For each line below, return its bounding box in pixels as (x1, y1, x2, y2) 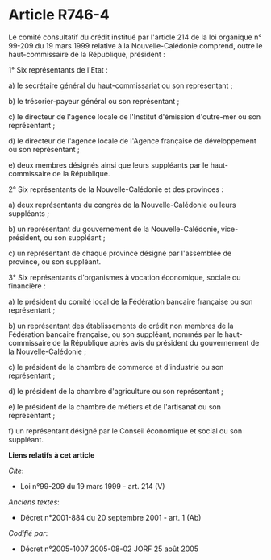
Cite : (8, 466, 24, 475)
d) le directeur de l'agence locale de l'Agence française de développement (8, 135, 256, 146)
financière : (8, 280, 46, 291)
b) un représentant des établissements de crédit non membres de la (8, 321, 234, 330)
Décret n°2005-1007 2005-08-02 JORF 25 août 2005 (19, 544, 199, 554)
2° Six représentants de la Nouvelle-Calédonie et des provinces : (8, 184, 224, 194)
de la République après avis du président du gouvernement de (52, 338, 260, 347)
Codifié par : (8, 528, 48, 537)
